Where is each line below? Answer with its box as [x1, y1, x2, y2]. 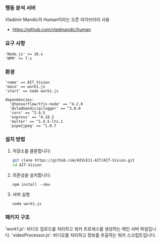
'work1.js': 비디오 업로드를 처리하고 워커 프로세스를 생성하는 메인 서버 [5, 226, 140, 232]
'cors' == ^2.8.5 [9, 110, 46, 115]
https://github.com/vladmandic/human [12, 26, 91, 33]
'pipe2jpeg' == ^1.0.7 [9, 123, 56, 128]
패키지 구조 [5, 214, 30, 221]
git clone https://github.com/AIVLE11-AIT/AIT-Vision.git [12, 158, 135, 163]
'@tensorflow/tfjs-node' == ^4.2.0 [9, 101, 83, 106]
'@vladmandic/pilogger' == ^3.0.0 [9, 106, 81, 111]
